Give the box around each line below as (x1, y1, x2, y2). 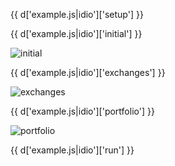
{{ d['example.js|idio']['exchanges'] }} (10, 67, 166, 78)
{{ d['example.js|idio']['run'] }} (10, 144, 135, 156)
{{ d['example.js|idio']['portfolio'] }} (10, 105, 155, 117)
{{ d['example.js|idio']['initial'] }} (10, 28, 143, 39)
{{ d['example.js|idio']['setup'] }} (10, 9, 144, 20)
